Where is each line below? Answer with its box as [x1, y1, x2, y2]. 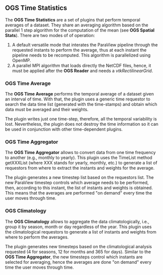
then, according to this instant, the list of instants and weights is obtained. [5, 185, 153, 191]
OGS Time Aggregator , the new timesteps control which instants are [5, 254, 143, 260]
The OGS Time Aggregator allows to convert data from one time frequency [5, 150, 156, 156]
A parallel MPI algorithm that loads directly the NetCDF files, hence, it [12, 62, 151, 68]
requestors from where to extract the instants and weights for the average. [5, 165, 155, 171]
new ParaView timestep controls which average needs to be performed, [5, 180, 149, 186]
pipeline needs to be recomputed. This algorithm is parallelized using [12, 52, 151, 58]
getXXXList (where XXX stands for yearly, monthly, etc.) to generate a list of [5, 160, 158, 166]
